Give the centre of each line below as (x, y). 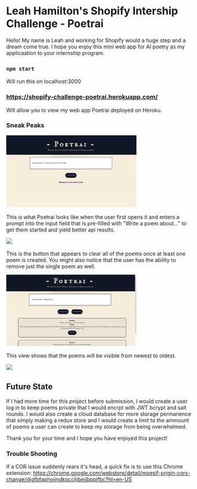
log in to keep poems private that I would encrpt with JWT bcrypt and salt (96, 407)
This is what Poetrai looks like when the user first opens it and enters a (93, 217)
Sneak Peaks (25, 126)
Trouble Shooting (32, 454)
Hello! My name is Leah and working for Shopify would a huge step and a (96, 40)
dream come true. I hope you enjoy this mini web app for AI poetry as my (96, 47)
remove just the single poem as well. (51, 266)
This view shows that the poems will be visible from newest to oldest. (91, 356)
